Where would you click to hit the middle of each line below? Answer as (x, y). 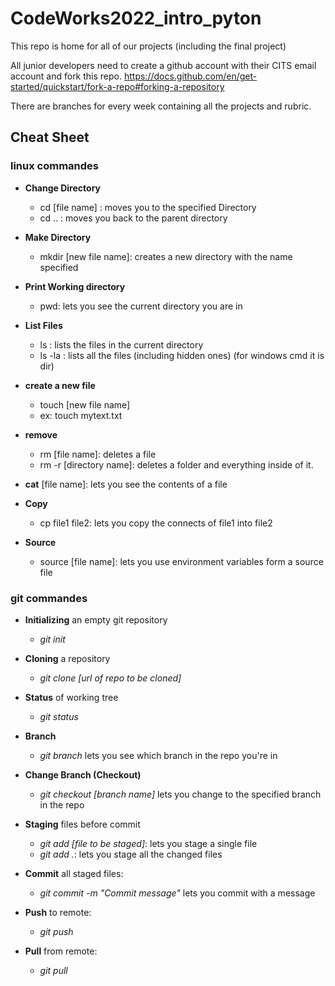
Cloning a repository (67, 658)
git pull (53, 970)
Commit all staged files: (74, 873)
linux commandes (55, 166)
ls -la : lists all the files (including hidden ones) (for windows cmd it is (182, 355)
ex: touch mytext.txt (81, 415)
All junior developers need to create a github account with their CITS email (163, 65)
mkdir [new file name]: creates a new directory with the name (166, 256)
